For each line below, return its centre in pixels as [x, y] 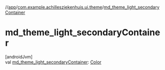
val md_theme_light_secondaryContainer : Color [53, 62]
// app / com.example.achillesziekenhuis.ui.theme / [55, 7]
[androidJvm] [19, 57]
